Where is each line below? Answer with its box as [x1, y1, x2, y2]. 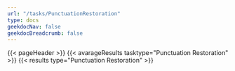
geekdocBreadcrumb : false [7, 29, 83, 37]
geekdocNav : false [7, 23, 61, 30]
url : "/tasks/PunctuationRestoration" [7, 10, 121, 17]
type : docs [7, 17, 39, 24]
